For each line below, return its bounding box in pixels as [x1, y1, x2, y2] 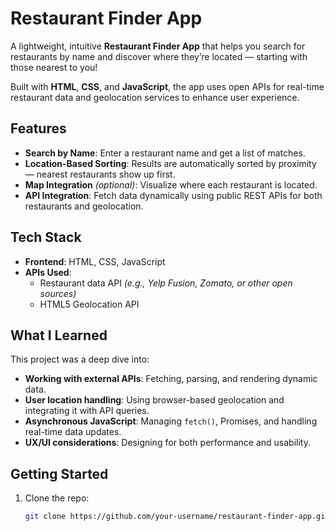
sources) [39, 287, 77, 299]
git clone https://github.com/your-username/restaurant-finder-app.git [24, 512, 330, 522]
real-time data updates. [24, 426, 122, 438]
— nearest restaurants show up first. [24, 168, 176, 180]
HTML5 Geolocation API [39, 298, 140, 310]
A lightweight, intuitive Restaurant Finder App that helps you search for [10, 40, 306, 52]
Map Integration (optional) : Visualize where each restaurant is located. [24, 178, 318, 191]
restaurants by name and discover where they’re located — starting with [10, 50, 308, 62]
